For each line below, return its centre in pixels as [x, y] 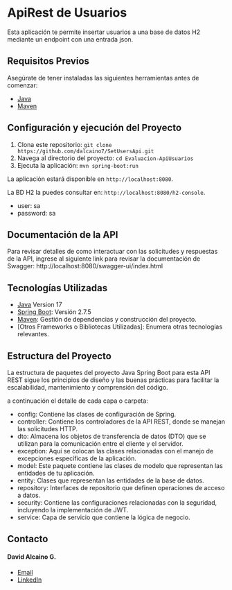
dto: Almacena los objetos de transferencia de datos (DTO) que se [111, 436]
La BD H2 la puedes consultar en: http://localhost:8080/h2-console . [106, 192]
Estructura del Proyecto [60, 356]
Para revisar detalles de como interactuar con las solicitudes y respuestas [113, 252]
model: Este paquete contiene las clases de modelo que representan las [120, 466]
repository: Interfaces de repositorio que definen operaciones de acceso [121, 488]
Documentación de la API [63, 235]
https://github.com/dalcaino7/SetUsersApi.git [86, 151]
